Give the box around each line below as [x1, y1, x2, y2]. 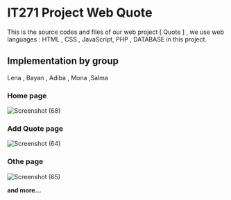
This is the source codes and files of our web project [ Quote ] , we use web [7, 28, 224, 36]
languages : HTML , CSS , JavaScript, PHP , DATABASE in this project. [7, 35, 207, 43]
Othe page [7, 157, 44, 167]
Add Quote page [7, 123, 64, 133]
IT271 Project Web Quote [7, 5, 153, 21]
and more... [7, 185, 42, 194]
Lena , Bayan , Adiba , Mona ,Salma [7, 73, 109, 82]
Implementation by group [7, 55, 119, 67]
